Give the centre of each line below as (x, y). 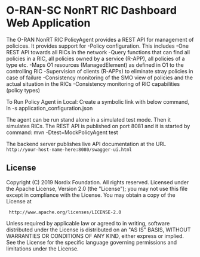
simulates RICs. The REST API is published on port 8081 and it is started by (98, 126)
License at (19, 201)
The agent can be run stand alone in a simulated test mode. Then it (89, 119)
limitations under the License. (42, 249)
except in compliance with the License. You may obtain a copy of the (91, 195)
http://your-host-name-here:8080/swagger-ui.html (69, 150)
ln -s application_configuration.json (50, 108)
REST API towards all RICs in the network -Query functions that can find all (98, 52)
